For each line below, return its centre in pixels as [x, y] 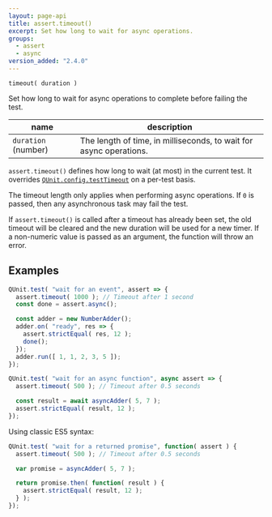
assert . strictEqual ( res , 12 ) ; [77, 334]
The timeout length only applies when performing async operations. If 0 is [132, 194]
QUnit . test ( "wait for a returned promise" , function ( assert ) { [123, 446]
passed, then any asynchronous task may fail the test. [98, 203]
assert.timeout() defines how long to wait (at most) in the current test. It [130, 170]
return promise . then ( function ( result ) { [90, 483]
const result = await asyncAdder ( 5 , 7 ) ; [88, 401]
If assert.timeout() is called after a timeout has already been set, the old [130, 219]
